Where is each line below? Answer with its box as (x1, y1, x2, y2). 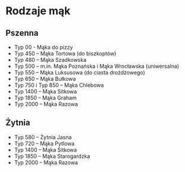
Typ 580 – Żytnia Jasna (14, 133, 72, 140)
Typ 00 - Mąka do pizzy (14, 43, 73, 51)
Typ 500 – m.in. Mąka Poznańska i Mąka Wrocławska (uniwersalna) (14, 62, 180, 70)
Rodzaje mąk (5, 4, 71, 18)
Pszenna (5, 28, 39, 38)
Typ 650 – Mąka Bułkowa (14, 76, 76, 82)
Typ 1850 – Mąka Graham (14, 94, 77, 101)
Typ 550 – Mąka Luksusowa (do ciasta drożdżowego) (14, 69, 145, 76)
